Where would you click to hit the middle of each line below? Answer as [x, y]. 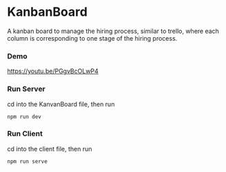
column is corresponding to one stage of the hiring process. [92, 38]
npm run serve [28, 161]
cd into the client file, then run [50, 149]
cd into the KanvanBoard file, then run [61, 104]
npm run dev [24, 117]
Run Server [27, 89]
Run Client [25, 133]
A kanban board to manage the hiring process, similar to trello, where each [113, 31]
